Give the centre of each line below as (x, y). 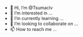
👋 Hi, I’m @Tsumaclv (31, 8)
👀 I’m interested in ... (31, 13)
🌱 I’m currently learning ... (37, 18)
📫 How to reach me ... (33, 29)
